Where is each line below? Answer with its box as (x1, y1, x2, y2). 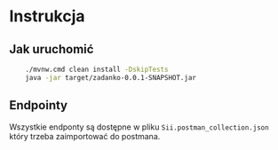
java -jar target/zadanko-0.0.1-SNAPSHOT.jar (25, 73, 197, 82)
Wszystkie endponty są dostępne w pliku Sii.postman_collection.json (9, 122, 269, 132)
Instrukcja (9, 6, 85, 27)
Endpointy (9, 98, 68, 113)
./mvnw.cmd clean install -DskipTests (25, 65, 169, 74)
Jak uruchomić (9, 42, 94, 57)
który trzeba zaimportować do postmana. (9, 130, 161, 141)
